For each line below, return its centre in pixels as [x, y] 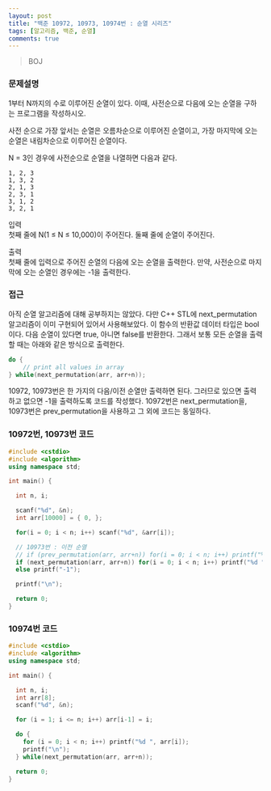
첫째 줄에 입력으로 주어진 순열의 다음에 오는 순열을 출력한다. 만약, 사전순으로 [128, 262]
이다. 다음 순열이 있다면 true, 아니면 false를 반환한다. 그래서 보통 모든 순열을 [128, 334]
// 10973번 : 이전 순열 [51, 547]
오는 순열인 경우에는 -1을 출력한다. [77, 272]
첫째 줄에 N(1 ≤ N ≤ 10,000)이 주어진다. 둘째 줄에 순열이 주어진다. [112, 235]
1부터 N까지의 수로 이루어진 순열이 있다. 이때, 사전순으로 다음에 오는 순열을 [125, 103]
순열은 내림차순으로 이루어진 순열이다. [68, 140]
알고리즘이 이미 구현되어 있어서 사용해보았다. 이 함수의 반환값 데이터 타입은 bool [134, 324]
